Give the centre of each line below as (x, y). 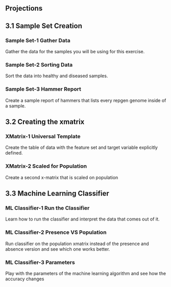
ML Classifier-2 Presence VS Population (56, 232)
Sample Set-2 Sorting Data (39, 65)
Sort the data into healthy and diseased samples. (57, 76)
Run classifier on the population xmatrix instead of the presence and (77, 244)
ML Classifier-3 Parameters (40, 262)
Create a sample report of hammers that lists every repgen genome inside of (86, 100)
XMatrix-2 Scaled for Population (46, 166)
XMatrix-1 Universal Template (43, 136)
